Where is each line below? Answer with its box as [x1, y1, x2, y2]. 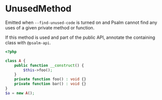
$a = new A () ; [5, 91, 35, 96]
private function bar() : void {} [14, 82, 86, 87]
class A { [5, 58, 26, 63]
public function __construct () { [14, 63, 84, 68]
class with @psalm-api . [5, 39, 51, 45]
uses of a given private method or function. [5, 24, 95, 30]
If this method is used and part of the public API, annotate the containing [5, 34, 155, 40]
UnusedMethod [5, 3, 72, 14]
